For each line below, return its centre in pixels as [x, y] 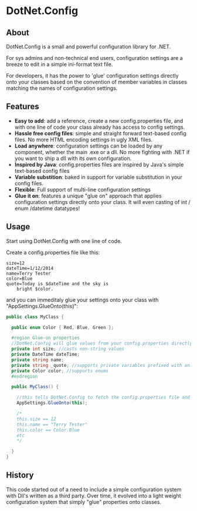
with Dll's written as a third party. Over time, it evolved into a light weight [94, 496]
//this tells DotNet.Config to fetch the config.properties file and [103, 398]
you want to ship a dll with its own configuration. [73, 158]
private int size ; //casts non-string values [68, 349]
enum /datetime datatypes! [47, 208]
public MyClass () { [35, 387]
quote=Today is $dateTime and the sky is [57, 283]
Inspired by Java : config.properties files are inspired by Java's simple [99, 164]
